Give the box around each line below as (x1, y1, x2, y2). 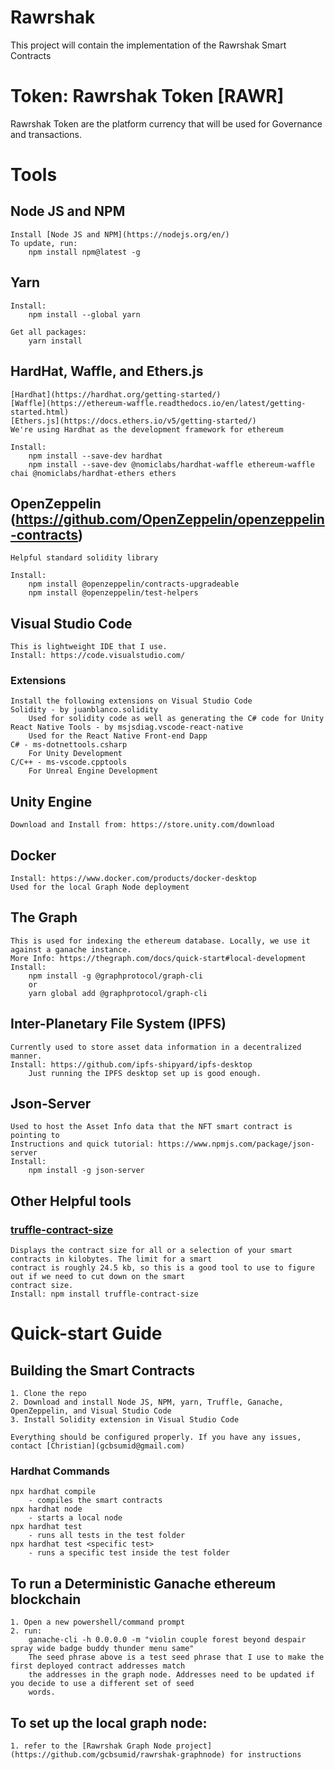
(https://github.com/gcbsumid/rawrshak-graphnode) (10, 1750, 226, 1760)
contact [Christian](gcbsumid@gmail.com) (10, 1441, 186, 1451)
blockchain (10, 1591, 82, 1608)
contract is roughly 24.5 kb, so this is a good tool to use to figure (10, 1263, 315, 1273)
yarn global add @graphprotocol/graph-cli (28, 988, 208, 998)
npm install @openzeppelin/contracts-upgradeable (28, 579, 240, 590)
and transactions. (10, 128, 82, 140)
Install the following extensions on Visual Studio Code (10, 696, 253, 706)
